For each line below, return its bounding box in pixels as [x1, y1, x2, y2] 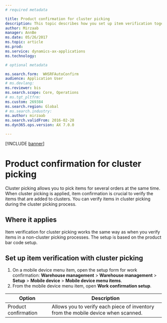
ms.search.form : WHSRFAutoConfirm [5, 71, 79, 76]
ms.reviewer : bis [5, 85, 41, 90]
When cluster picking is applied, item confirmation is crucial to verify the [5, 190, 154, 196]
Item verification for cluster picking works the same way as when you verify [5, 229, 161, 235]
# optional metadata [5, 62, 48, 67]
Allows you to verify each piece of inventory [51, 303, 155, 310]
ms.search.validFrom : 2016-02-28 [5, 118, 75, 123]
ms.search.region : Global [5, 104, 59, 109]
